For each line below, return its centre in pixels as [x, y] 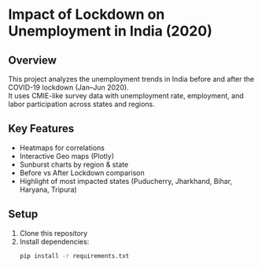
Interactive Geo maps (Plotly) [67, 156]
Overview [33, 60]
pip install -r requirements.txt [74, 256]
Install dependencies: [54, 241]
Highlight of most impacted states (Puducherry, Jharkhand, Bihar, [126, 181]
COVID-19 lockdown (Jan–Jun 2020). [68, 87]
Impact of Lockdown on [87, 15]
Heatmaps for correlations [62, 148]
